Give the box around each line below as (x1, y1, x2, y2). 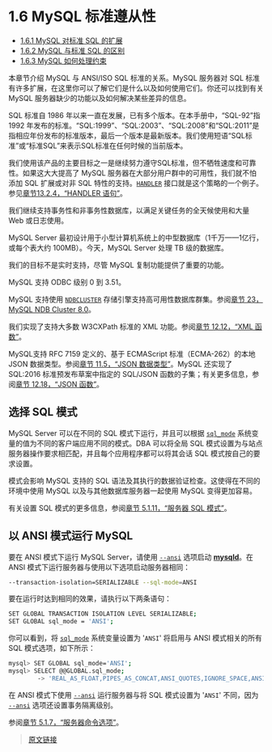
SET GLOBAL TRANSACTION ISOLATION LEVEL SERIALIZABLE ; (8, 610, 198, 619)
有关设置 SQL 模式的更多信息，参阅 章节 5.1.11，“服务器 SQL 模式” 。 (8, 503, 232, 513)
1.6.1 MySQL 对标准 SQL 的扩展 (19, 36, 123, 45)
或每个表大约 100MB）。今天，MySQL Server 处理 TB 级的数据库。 (8, 243, 228, 252)
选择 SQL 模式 (8, 405, 78, 419)
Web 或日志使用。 (8, 215, 69, 225)
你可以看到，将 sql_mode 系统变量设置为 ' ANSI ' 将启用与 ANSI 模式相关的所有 (8, 633, 262, 643)
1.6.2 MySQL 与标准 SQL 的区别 (19, 45, 125, 55)
